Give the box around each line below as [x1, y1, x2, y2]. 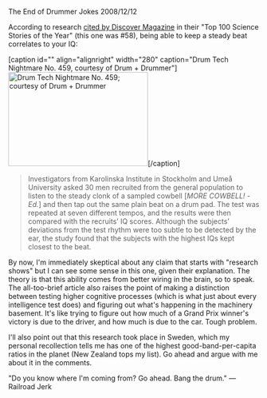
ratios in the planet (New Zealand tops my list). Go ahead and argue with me [8, 349, 258, 359]
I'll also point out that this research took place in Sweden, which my [8, 332, 230, 342]
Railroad [8, 382, 36, 391]
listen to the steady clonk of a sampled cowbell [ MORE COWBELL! [27, 191, 245, 201]
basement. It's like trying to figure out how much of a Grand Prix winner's [8, 308, 249, 318]
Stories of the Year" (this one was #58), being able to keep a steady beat [8, 31, 248, 40]
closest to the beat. [27, 242, 92, 251]
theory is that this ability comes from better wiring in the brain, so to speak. [8, 275, 255, 284]
